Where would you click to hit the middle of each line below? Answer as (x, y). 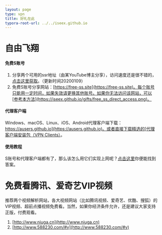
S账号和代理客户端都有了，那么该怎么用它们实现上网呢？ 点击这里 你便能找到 (81, 158)
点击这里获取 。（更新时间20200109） (49, 81)
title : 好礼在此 (20, 18)
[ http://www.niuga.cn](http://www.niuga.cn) (56, 222)
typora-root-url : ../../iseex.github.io (46, 23)
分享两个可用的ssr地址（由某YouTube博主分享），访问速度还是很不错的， (84, 75)
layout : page (18, 9)
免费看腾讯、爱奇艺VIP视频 (59, 186)
